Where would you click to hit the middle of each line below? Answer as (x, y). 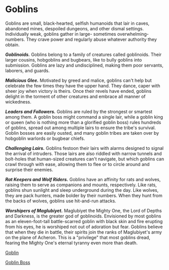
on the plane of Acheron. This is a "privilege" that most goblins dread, (78, 237)
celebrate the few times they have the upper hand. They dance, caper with (83, 86)
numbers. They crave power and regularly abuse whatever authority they (81, 39)
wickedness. (18, 101)
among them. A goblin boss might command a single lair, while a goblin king (84, 117)
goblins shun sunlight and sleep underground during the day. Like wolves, (82, 190)
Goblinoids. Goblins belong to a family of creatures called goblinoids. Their (83, 55)
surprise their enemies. (29, 170)
